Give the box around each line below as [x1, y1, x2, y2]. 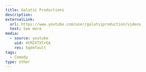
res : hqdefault [14, 45, 46, 50]
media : [5, 31, 19, 36]
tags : [5, 50, 17, 55]
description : [5, 12, 33, 17]
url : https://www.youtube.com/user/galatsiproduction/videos [10, 21, 141, 27]
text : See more [10, 26, 42, 31]
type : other [5, 59, 30, 64]
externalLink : [5, 17, 35, 22]
